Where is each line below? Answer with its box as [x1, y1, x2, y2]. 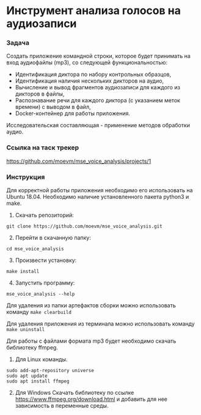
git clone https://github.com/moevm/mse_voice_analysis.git [6, 223, 163, 230]
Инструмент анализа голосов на [6, 4, 181, 18]
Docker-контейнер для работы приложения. [15, 110, 130, 117]
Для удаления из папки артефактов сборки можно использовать [6, 302, 176, 309]
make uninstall [6, 327, 45, 333]
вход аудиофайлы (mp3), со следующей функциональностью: [6, 59, 168, 66]
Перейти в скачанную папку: [15, 234, 92, 242]
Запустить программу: [15, 279, 75, 286]
